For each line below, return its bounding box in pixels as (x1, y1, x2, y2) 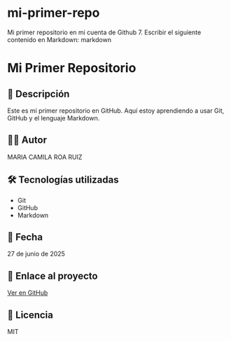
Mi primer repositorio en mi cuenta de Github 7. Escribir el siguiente (7, 28, 202, 36)
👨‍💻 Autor (7, 134, 48, 146)
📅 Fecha (7, 231, 43, 243)
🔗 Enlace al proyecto (7, 270, 98, 281)
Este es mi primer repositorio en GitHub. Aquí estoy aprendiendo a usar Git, (7, 106, 225, 115)
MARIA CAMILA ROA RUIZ (7, 153, 83, 161)
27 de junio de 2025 (7, 250, 65, 258)
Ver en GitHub (7, 288, 48, 297)
